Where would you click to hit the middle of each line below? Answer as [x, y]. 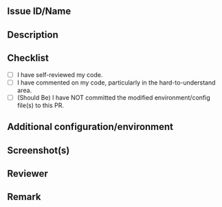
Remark [24, 197]
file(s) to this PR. [40, 105]
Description [33, 35]
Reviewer [27, 174]
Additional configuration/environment [90, 127]
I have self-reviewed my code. [60, 74]
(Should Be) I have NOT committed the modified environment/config [114, 97]
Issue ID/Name [39, 11]
